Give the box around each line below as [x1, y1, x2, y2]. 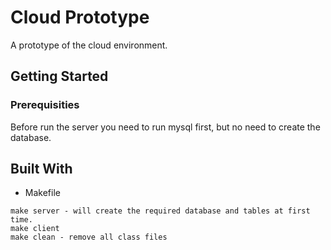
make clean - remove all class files [10, 232, 168, 243]
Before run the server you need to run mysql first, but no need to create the [10, 121, 321, 133]
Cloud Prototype [10, 6, 150, 29]
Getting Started [10, 68, 109, 85]
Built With [10, 161, 73, 178]
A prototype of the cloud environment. [10, 39, 168, 51]
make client [10, 224, 60, 234]
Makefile [24, 187, 61, 199]
